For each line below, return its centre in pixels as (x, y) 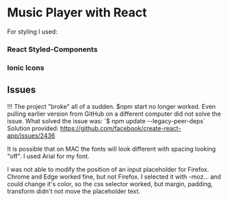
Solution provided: (33, 128)
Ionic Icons (26, 68)
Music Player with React (77, 13)
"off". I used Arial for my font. (48, 156)
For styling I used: (33, 31)
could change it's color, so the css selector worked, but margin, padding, (110, 184)
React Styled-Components (52, 49)
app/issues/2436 (31, 136)
